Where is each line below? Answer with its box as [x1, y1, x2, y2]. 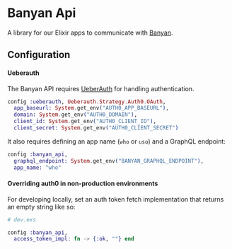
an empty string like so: [7, 202, 76, 211]
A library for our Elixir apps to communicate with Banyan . [7, 28, 173, 37]
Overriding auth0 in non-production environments [7, 179, 158, 188]
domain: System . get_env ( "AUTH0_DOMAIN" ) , [13, 111, 138, 118]
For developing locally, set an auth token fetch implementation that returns [7, 195, 224, 203]
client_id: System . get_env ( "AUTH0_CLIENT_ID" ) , [13, 118, 157, 125]
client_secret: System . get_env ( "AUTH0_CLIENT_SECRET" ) [13, 124, 179, 132]
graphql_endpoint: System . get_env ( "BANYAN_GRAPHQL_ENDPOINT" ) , [13, 157, 204, 164]
